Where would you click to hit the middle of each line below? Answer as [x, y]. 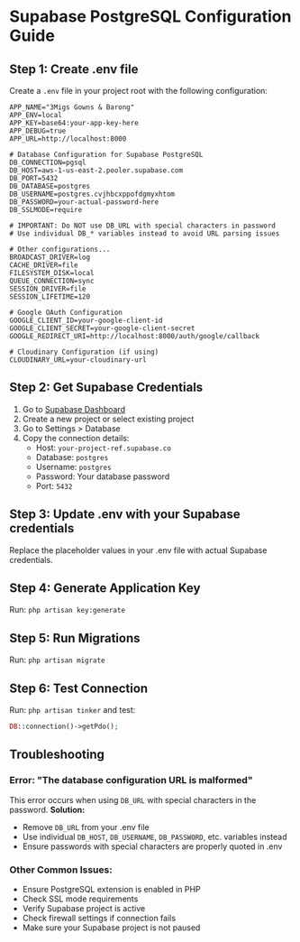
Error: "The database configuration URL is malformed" [131, 780]
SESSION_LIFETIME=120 [50, 297]
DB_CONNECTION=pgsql [48, 162]
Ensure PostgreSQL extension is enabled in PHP [111, 889]
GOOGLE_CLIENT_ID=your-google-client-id [86, 320]
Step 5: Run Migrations [75, 638]
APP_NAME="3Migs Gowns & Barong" [72, 107]
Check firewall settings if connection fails [99, 918]
